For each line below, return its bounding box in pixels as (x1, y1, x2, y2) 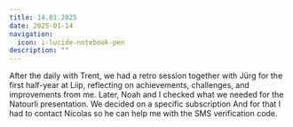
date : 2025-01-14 (9, 21, 74, 30)
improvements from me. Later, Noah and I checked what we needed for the (9, 90, 284, 100)
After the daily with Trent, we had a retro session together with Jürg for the (9, 70, 283, 81)
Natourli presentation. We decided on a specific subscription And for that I (9, 99, 281, 109)
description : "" (9, 46, 69, 55)
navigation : (9, 29, 53, 38)
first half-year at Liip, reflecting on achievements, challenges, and (9, 80, 250, 91)
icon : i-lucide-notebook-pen (17, 37, 125, 47)
